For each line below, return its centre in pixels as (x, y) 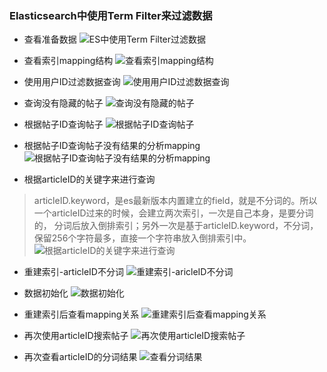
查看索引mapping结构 (68, 61)
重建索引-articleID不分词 (73, 272)
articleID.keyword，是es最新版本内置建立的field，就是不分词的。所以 (175, 201)
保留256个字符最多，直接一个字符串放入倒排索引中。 (142, 238)
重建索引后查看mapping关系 (81, 314)
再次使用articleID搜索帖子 (76, 336)
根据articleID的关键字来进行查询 (89, 179)
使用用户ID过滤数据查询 (72, 82)
